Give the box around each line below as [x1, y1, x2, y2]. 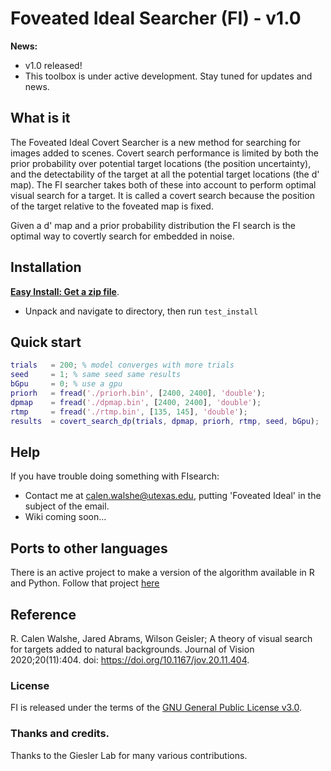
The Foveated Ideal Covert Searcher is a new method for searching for [10, 136, 302, 148]
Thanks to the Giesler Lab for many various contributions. [10, 749, 248, 761]
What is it [10, 110, 71, 127]
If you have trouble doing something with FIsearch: [10, 470, 220, 482]
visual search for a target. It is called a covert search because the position [10, 189, 315, 201]
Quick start [10, 333, 82, 351]
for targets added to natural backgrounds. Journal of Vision [10, 643, 255, 655]
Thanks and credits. [10, 727, 110, 741]
